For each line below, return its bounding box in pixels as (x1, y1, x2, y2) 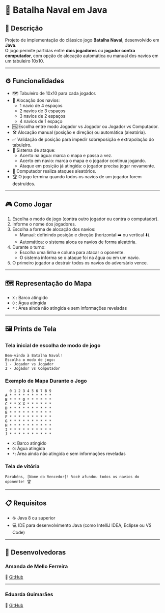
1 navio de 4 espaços (19, 102, 63, 108)
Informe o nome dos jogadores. (12, 221, 76, 227)
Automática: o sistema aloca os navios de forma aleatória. (19, 239, 137, 245)
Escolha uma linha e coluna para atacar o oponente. (19, 249, 125, 255)
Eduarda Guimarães (5, 591, 54, 598)
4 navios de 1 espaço (19, 118, 63, 124)
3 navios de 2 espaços (19, 113, 66, 119)
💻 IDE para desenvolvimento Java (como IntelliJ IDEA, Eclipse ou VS (12, 522, 152, 528)
